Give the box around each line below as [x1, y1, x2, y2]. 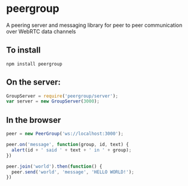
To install [6, 45, 41, 55]
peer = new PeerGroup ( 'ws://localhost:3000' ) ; [6, 131, 124, 137]
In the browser [6, 115, 61, 125]
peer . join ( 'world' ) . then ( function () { [6, 163, 102, 169]
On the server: [6, 77, 61, 88]
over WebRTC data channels [6, 27, 76, 35]
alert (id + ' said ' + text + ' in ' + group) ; [11, 147, 132, 153]
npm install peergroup [6, 61, 62, 67]
